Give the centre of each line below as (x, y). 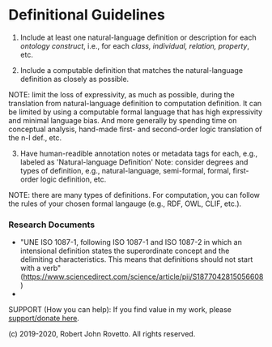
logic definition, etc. (73, 179)
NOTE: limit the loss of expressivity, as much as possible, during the (121, 94)
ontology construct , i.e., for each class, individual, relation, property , (134, 45)
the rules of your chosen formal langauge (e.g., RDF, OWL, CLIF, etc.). (125, 203)
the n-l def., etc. (35, 137)
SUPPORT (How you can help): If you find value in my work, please (120, 310)
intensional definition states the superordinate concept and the (125, 251)
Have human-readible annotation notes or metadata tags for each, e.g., (139, 153)
